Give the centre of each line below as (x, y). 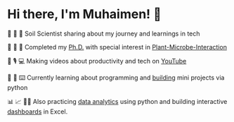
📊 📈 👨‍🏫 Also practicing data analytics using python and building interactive (117, 101)
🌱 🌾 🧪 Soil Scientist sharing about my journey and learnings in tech (104, 33)
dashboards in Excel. (38, 112)
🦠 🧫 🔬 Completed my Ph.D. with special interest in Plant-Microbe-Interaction (117, 47)
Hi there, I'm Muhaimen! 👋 (84, 14)
